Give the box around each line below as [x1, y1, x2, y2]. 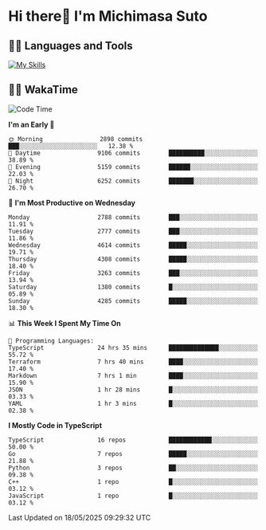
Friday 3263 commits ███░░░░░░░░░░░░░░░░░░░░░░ [8, 269, 259, 277]
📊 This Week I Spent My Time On [8, 318, 121, 328]
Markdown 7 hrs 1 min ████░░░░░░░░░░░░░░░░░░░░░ [8, 371, 259, 379]
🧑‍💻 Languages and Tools [8, 39, 133, 53]
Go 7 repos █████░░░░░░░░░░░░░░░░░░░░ [8, 450, 259, 457]
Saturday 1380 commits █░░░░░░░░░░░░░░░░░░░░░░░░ [8, 283, 259, 291]
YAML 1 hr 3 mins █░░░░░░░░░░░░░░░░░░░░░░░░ [8, 399, 259, 407]
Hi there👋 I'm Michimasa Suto [8, 7, 208, 26]
